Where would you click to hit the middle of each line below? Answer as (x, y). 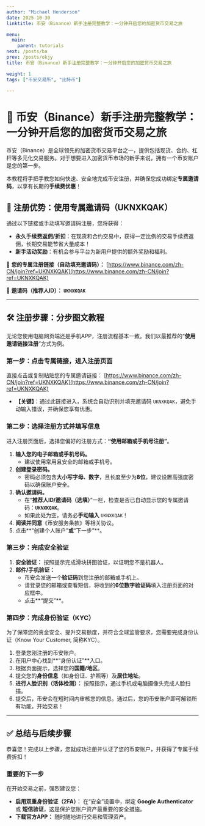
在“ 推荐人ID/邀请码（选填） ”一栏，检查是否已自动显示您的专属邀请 (106, 500)
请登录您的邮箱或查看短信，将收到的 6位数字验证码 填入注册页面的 (106, 585)
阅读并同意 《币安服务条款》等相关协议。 (66, 523)
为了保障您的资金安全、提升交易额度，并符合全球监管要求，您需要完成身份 (100, 632)
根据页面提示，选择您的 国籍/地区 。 (59, 668)
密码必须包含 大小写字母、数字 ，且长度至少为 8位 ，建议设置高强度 (106, 477)
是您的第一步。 (25, 166)
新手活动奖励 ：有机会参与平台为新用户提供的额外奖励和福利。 (93, 252)
